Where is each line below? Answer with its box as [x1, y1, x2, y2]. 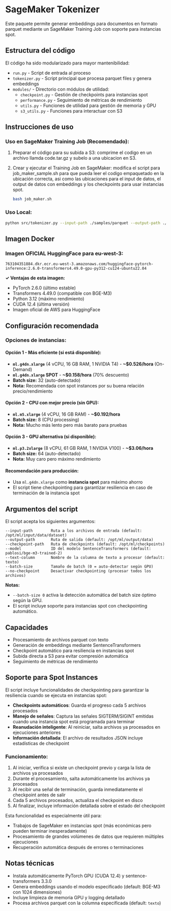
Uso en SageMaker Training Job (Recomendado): [5, 138, 129, 145]
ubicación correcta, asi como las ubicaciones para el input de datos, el [12, 176, 161, 182]
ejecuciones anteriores [12, 729, 61, 735]
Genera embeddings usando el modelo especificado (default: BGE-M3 [12, 883, 160, 890]
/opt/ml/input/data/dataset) [5, 533, 67, 538]
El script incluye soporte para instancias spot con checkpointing [12, 603, 148, 609]
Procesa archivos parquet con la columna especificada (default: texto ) [12, 900, 161, 906]
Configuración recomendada [5, 321, 99, 330]
